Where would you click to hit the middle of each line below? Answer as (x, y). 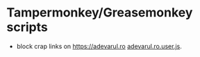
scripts (27, 27)
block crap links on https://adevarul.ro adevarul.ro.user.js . (99, 46)
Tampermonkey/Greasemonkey (100, 13)
